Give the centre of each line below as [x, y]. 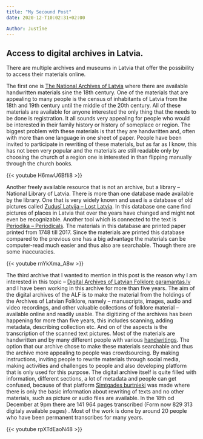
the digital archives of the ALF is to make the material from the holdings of [98, 295]
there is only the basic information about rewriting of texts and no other [95, 392]
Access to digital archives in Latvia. [75, 53]
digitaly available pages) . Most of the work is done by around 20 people [97, 411]
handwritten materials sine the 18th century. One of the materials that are [97, 92]
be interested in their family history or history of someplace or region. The [98, 125]
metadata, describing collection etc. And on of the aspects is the [87, 327]
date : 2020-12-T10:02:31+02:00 [46, 18]
